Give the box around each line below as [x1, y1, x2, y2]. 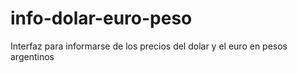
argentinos [10, 50, 55, 62]
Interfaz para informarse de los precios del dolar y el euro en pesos [10, 40, 288, 52]
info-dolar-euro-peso [10, 7, 193, 30]
